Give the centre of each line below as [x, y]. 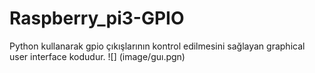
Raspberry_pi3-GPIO [97, 18]
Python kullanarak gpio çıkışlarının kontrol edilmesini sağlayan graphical [157, 46]
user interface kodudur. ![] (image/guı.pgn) [97, 56]
